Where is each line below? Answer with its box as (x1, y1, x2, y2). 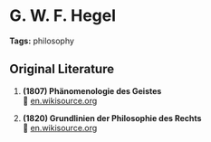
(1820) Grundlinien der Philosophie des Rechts (22, 112, 202, 123)
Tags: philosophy (9, 35, 75, 46)
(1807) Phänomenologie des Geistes (22, 85, 162, 96)
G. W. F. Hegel (9, 5, 116, 26)
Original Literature (9, 62, 115, 77)
